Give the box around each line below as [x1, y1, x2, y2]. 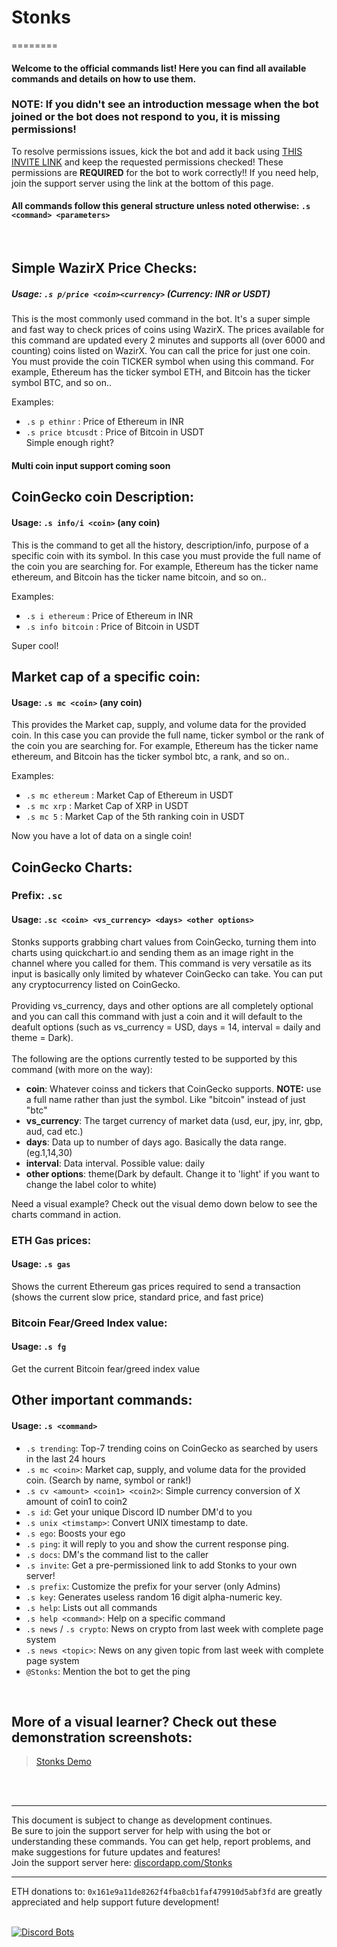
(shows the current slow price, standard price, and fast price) [11, 1291, 264, 1303]
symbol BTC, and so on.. [11, 377, 113, 389]
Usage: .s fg [11, 1341, 67, 1353]
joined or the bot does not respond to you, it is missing [11, 110, 281, 124]
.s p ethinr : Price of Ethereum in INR [25, 416, 184, 428]
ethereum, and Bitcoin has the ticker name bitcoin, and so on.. [11, 571, 267, 583]
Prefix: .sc [11, 889, 63, 903]
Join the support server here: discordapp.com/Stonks [11, 1857, 233, 1869]
